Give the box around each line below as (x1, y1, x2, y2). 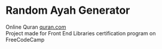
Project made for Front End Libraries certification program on (5, 29, 156, 36)
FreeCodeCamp (5, 36, 45, 43)
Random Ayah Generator (5, 4, 130, 17)
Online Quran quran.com (5, 23, 66, 30)
